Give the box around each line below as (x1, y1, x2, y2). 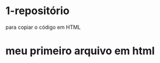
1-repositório (5, 4, 70, 18)
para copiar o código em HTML (5, 24, 81, 31)
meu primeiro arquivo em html (5, 44, 155, 58)
